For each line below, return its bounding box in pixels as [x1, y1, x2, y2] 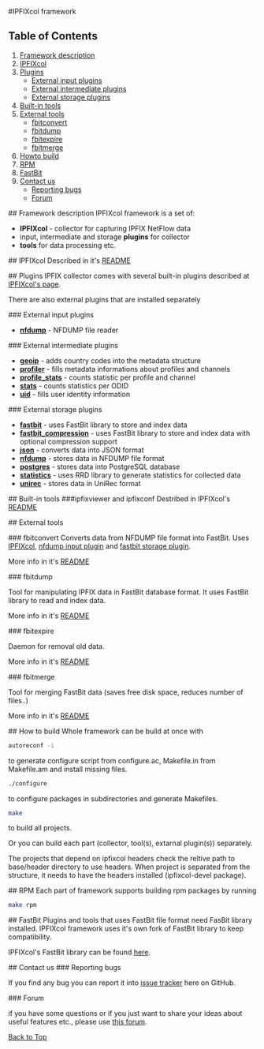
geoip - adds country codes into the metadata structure [19, 355, 201, 365]
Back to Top [8, 1032, 47, 1042]
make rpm [8, 901, 37, 909]
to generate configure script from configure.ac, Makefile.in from [8, 755, 216, 765]
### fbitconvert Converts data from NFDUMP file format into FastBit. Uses [8, 533, 250, 542]
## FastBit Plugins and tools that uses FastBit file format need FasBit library [8, 916, 253, 925]
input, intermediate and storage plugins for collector [19, 232, 191, 242]
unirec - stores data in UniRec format [19, 478, 141, 488]
